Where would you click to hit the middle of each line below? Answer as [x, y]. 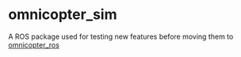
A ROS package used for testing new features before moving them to [121, 36]
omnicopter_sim [63, 15]
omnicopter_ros [34, 44]
